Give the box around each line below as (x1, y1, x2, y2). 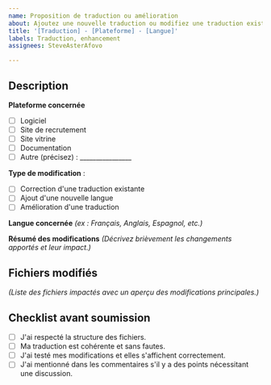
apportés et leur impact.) (8, 243, 91, 253)
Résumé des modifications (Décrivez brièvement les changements (8, 234, 232, 244)
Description (8, 78, 69, 93)
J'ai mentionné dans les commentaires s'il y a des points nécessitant (19, 360, 249, 370)
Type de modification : (8, 169, 86, 178)
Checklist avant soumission (8, 311, 151, 324)
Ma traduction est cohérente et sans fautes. (19, 341, 165, 351)
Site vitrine (19, 134, 56, 144)
